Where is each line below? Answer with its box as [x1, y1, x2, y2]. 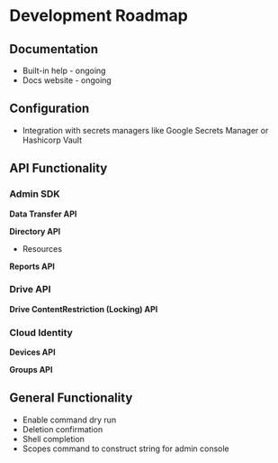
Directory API [9, 226, 61, 236]
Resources [22, 243, 63, 254]
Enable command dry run [22, 414, 117, 425]
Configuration [9, 101, 90, 116]
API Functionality [9, 161, 108, 176]
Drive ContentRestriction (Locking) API [9, 303, 158, 314]
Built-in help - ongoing [22, 65, 106, 76]
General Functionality [9, 390, 133, 406]
